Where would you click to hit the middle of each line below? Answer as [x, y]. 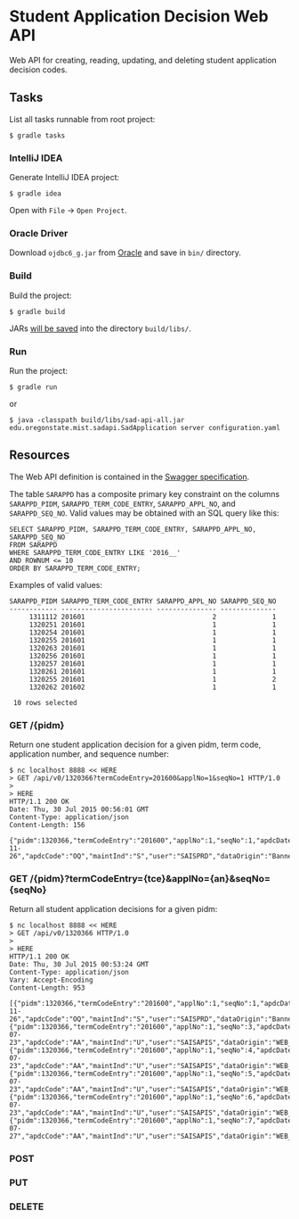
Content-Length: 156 [48, 825]
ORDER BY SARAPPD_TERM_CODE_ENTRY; [75, 568]
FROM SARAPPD [33, 545]
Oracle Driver [39, 233]
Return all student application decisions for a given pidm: [113, 909]
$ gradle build [37, 311]
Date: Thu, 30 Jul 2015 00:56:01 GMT [79, 809]
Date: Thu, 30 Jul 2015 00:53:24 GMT [79, 965]
